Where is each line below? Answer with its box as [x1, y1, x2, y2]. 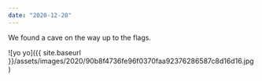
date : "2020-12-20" [8, 11, 72, 19]
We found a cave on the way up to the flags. [8, 33, 152, 42]
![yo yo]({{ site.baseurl [8, 48, 81, 57]
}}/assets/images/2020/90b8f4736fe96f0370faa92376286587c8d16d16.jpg [8, 56, 254, 65]
